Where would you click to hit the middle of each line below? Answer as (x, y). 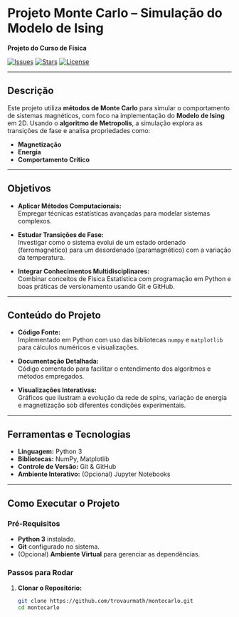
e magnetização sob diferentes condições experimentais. (102, 405)
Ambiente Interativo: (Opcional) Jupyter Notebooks (94, 474)
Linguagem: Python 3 (50, 452)
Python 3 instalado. (47, 539)
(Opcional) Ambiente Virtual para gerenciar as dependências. (109, 554)
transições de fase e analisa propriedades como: (79, 130)
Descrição (31, 91)
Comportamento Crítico (54, 159)
